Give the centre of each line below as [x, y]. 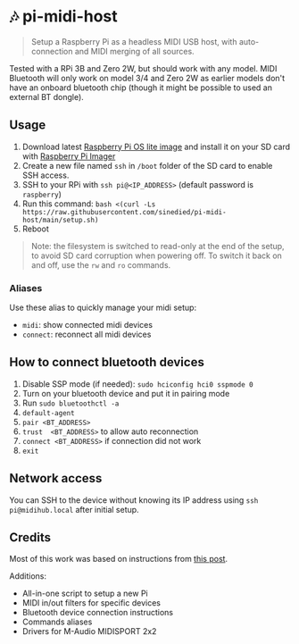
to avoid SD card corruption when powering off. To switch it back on [157, 255]
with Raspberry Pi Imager [69, 156]
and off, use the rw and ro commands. [101, 264]
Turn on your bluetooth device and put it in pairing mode [126, 393]
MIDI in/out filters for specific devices [91, 603]
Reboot [35, 229]
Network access [56, 478]
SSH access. [46, 175]
